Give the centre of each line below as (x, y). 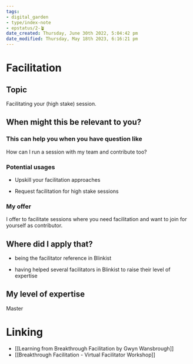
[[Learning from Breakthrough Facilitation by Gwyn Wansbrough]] (94, 348)
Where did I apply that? (49, 244)
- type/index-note (29, 22)
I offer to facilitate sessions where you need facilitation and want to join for (96, 219)
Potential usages (31, 167)
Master (15, 308)
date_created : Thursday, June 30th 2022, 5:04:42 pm (72, 34)
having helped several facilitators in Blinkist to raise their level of (92, 270)
